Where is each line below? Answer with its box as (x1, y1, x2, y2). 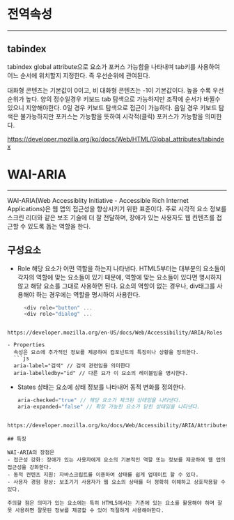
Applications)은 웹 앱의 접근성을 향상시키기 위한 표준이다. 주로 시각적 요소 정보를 (7, 204, 227, 213)
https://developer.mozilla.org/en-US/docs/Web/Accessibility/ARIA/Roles (7, 329, 223, 337)
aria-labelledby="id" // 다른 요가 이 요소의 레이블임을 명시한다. (13, 370, 189, 377)
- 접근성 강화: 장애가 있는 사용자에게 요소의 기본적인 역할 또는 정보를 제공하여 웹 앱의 (7, 457, 226, 464)
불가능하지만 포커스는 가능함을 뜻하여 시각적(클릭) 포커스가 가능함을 (19, 112, 203, 121)
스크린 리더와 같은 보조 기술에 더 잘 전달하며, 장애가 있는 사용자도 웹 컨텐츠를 (7, 213, 215, 222)
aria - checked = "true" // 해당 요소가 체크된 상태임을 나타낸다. (17, 397, 182, 404)
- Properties (7, 342, 45, 349)
